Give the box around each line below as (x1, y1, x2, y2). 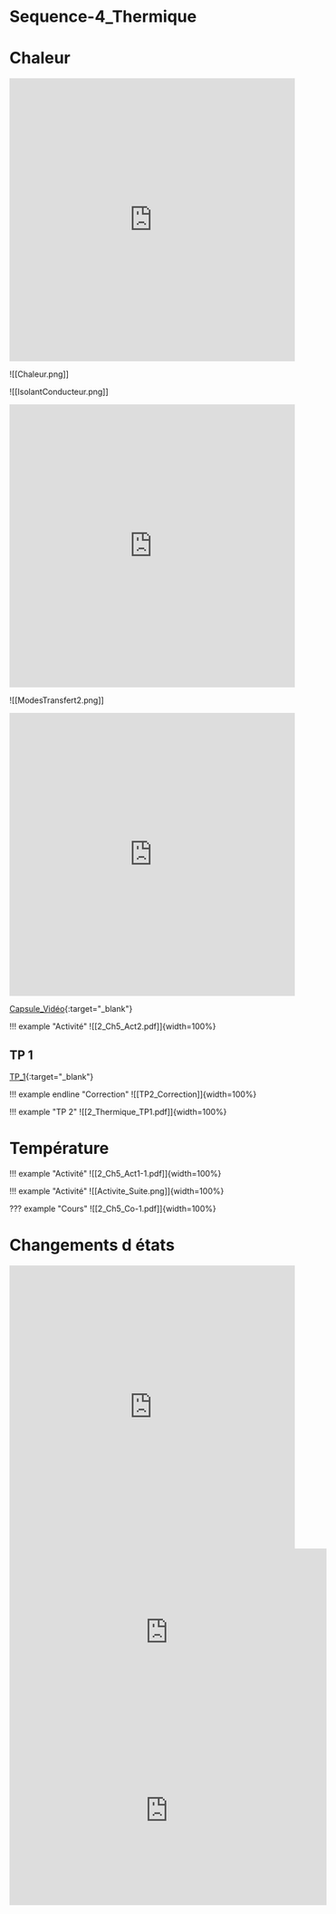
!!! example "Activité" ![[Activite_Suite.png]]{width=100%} (9, 1185, 225, 1197)
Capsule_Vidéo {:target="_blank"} (9, 1004, 133, 1015)
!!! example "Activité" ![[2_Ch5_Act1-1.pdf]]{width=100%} (9, 1168, 222, 1178)
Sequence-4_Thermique (9, 6, 197, 27)
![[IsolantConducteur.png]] (9, 387, 109, 398)
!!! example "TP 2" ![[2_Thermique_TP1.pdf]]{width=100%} (9, 1106, 227, 1117)
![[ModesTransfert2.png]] (9, 695, 104, 706)
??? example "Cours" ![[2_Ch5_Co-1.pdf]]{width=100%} (9, 1203, 216, 1214)
